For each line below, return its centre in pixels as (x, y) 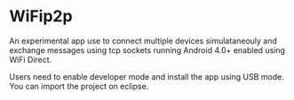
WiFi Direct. (31, 59)
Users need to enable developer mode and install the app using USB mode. (147, 76)
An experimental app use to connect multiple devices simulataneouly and (143, 41)
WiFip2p (41, 16)
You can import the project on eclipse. (79, 86)
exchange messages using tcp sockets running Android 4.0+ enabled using (147, 50)
